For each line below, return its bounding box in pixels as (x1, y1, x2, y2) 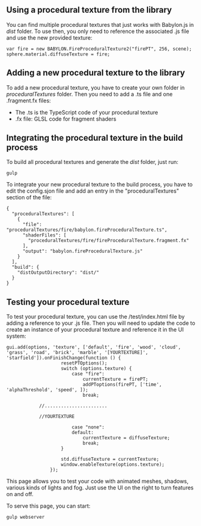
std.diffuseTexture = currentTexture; (60, 457, 160, 463)
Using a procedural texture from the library (6, 5, 172, 15)
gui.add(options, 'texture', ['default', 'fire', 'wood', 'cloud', (6, 344, 182, 350)
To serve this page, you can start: (6, 502, 91, 510)
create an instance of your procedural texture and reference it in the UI (6, 326, 184, 333)
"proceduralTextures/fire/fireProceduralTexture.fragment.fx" (28, 238, 189, 244)
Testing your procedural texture (6, 297, 130, 307)
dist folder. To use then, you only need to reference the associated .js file (6, 27, 189, 35)
